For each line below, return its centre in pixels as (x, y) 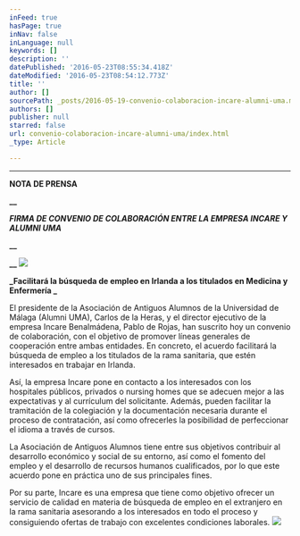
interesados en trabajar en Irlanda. (72, 364)
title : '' (28, 84)
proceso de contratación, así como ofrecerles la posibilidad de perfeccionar (149, 420)
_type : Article (37, 142)
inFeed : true (33, 17)
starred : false (37, 126)
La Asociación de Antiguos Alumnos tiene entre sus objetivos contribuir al (145, 447)
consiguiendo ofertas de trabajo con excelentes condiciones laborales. (140, 522)
